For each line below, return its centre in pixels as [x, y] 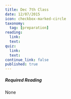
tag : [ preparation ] [29, 28]
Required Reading [24, 80]
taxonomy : [15, 23]
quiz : [10, 46]
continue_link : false [27, 60]
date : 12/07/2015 [23, 14]
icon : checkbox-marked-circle [36, 19]
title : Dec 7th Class [27, 10]
